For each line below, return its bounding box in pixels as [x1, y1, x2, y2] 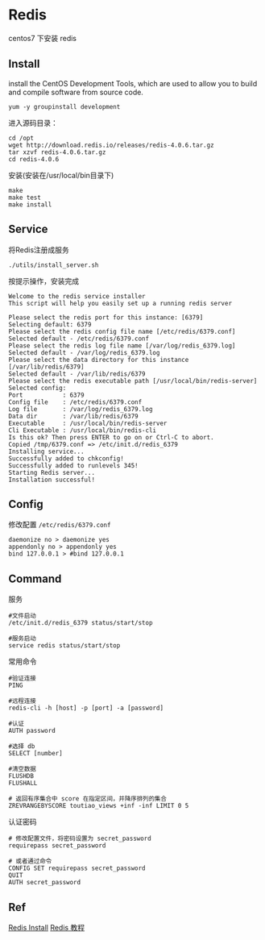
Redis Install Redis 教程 [8, 923, 85, 932]
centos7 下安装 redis [8, 33, 77, 43]
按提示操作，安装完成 [8, 276, 79, 285]
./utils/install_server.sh [8, 260, 99, 269]
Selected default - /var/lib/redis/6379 [8, 369, 147, 378]
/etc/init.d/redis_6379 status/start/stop [8, 619, 153, 627]
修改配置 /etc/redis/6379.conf [8, 520, 111, 530]
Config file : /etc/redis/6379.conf [8, 397, 143, 406]
